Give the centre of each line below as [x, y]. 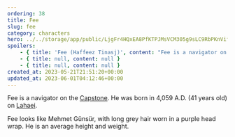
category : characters [39, 33]
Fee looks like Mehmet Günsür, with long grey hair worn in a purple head [112, 119]
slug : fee [22, 26]
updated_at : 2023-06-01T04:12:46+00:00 [65, 78]
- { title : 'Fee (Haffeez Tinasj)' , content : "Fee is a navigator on [123, 53]
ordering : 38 [26, 14]
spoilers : [22, 46]
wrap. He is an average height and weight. [68, 127]
